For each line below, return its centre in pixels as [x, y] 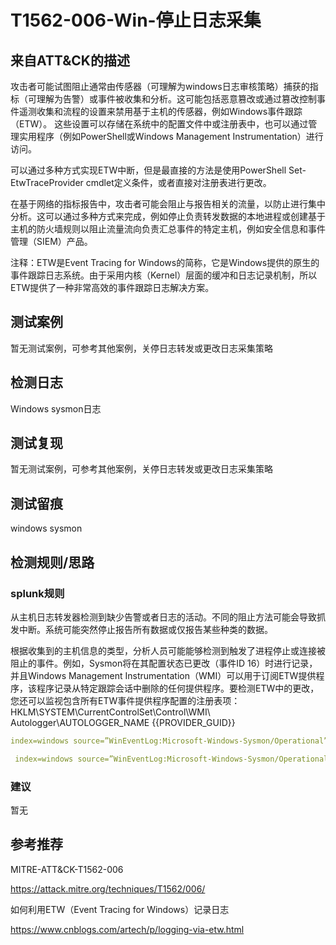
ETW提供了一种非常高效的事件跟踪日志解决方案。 [112, 287]
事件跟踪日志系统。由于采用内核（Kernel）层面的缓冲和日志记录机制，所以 [164, 275]
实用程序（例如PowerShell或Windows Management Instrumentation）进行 [171, 136]
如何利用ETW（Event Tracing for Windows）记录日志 [120, 909]
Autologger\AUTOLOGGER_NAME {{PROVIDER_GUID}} [123, 722]
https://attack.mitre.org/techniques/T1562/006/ [108, 888]
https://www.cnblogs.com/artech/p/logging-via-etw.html [127, 929]
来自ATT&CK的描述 [70, 60]
